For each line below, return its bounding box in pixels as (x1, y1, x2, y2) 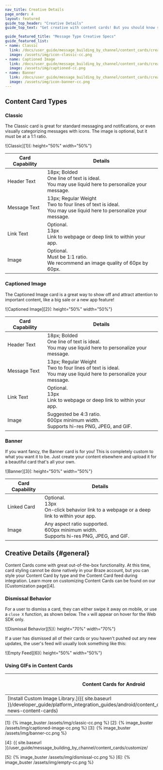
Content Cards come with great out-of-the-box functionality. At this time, (5, 562, 151, 568)
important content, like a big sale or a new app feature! (5, 296, 114, 302)
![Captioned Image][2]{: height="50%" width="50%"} (5, 306, 113, 312)
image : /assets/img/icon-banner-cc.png (9, 79, 90, 84)
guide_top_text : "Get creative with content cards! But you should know (5, 25, 155, 30)
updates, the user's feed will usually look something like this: (5, 641, 127, 647)
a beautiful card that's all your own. (5, 459, 76, 465)
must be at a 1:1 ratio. (5, 134, 48, 139)
